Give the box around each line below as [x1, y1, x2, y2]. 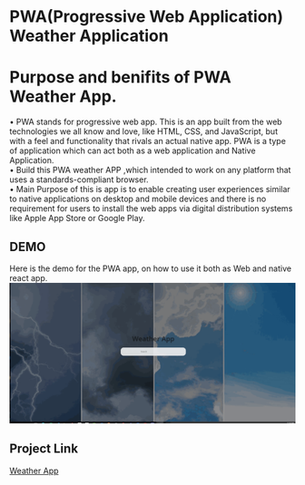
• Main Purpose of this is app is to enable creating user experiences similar [9, 184, 290, 195]
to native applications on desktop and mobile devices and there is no [9, 193, 267, 205]
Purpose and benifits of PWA [9, 67, 231, 88]
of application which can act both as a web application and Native [9, 145, 256, 156]
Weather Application [9, 25, 170, 46]
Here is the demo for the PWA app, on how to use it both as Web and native [9, 263, 292, 274]
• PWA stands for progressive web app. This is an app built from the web [9, 116, 283, 128]
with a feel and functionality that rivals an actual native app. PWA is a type [9, 136, 286, 147]
